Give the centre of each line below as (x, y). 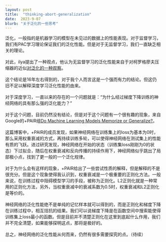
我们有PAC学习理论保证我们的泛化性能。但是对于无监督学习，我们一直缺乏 (81, 44)
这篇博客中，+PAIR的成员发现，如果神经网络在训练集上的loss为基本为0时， (82, 132)
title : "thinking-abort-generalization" (48, 14)
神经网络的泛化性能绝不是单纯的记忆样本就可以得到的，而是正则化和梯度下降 (83, 204)
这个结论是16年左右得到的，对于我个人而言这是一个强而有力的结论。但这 (79, 80)
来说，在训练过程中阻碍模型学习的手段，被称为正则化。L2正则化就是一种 (79, 181)
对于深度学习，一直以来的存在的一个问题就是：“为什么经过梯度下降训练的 (80, 97)
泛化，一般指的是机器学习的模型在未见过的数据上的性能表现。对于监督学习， (83, 38)
